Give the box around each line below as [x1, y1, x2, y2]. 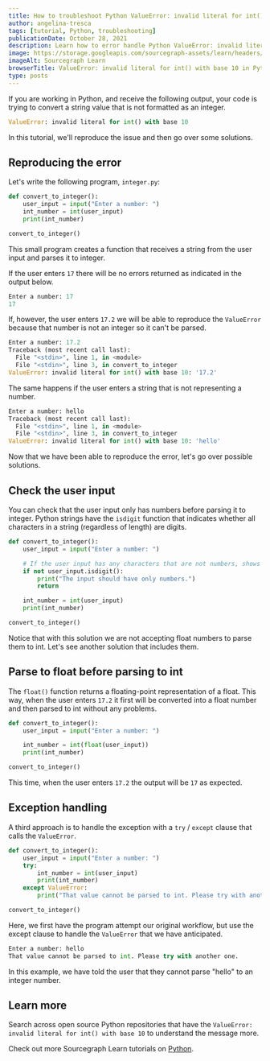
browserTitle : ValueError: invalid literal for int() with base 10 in [8, 64, 250, 72]
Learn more [8, 999, 67, 1013]
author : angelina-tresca [8, 19, 92, 27]
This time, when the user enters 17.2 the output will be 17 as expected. [8, 778, 243, 787]
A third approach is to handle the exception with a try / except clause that [8, 822, 252, 832]
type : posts [8, 72, 48, 80]
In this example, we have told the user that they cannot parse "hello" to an [8, 967, 253, 976]
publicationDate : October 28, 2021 [8, 34, 128, 43]
